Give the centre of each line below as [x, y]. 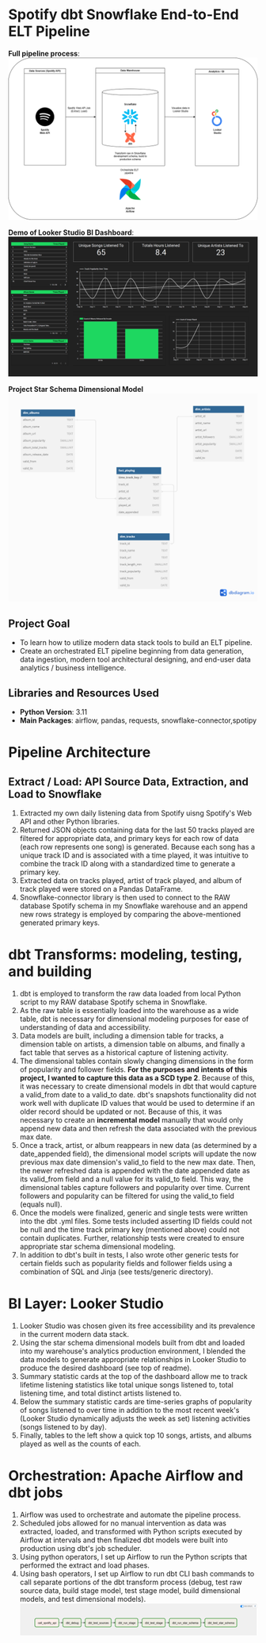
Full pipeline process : [44, 53]
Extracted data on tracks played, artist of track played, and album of [131, 881]
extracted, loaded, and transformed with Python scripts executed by [131, 1532]
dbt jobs [36, 1493]
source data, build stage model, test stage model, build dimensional [130, 1591]
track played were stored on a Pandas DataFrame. [101, 889]
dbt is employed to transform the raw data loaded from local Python [130, 994]
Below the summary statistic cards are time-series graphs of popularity [136, 1402]
